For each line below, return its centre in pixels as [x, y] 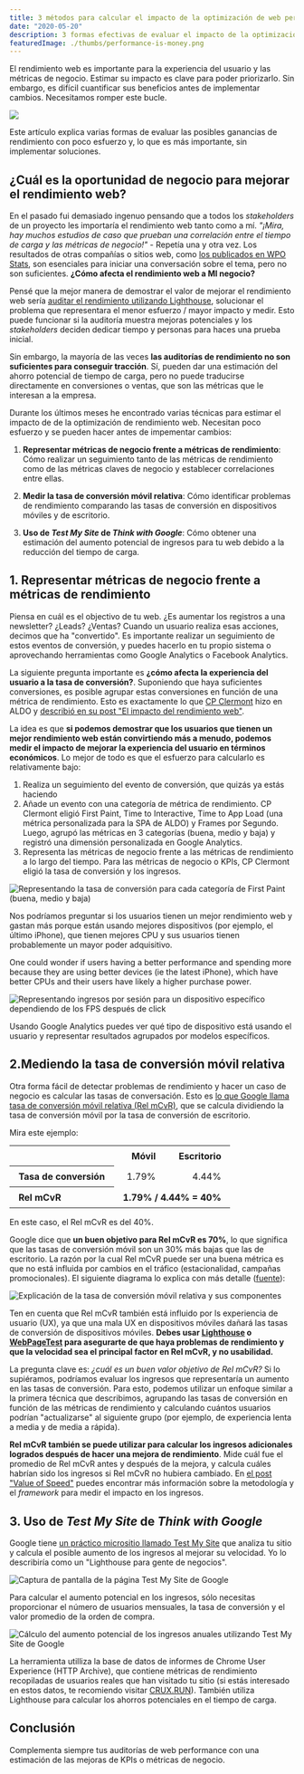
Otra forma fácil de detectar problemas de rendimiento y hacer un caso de [148, 1086]
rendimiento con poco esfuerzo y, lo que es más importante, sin [128, 142]
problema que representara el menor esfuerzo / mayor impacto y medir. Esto [152, 311]
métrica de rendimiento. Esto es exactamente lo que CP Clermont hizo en [146, 701]
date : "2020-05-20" [46, 26]
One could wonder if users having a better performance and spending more [151, 962]
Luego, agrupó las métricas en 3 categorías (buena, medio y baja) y [149, 832]
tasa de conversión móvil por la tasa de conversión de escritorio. [130, 1115]
